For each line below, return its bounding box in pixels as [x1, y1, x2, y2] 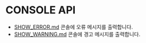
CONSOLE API [5, 3, 76, 17]
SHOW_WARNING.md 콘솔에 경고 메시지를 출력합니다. [14, 30, 141, 38]
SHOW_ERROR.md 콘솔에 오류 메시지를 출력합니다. [14, 23, 133, 30]
